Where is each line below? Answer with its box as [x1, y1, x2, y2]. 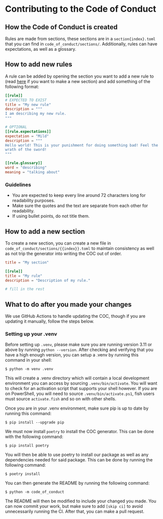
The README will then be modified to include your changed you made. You [5, 498, 156, 504]
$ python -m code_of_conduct [5, 490, 64, 495]
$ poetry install [5, 472, 41, 477]
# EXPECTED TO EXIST [5, 98, 47, 103]
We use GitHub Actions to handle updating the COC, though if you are [5, 313, 145, 319]
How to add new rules [5, 60, 72, 69]
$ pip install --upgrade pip [5, 420, 64, 425]
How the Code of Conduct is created [5, 23, 118, 31]
